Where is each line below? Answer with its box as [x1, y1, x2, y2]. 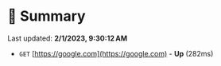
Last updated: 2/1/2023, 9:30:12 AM [7, 33, 128, 43]
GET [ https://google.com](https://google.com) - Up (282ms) [18, 49, 214, 58]
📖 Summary [7, 7, 86, 25]
